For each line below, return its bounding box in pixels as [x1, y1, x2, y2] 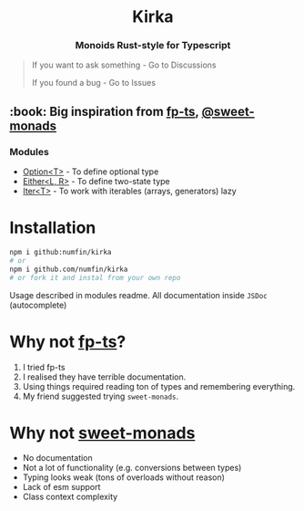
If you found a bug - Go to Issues [31, 78, 157, 89]
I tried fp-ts [22, 361, 66, 372]
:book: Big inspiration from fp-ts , [9, 103, 199, 120]
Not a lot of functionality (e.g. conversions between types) [22, 463, 242, 474]
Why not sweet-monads [9, 422, 196, 443]
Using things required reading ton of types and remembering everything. [22, 381, 296, 391]
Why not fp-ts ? [9, 331, 127, 352]
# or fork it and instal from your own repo [9, 273, 181, 282]
